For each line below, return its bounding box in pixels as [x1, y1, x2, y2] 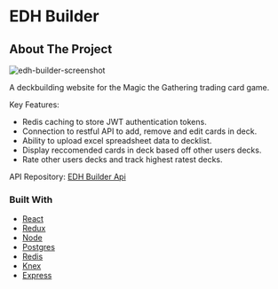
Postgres [21, 242, 56, 253]
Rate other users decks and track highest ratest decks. [21, 154, 223, 165]
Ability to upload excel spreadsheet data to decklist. [21, 136, 212, 145]
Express [21, 270, 52, 281]
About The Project [9, 42, 113, 57]
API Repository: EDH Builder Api [9, 171, 126, 182]
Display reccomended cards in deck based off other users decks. [21, 144, 262, 155]
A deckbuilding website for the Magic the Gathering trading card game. [9, 82, 270, 92]
